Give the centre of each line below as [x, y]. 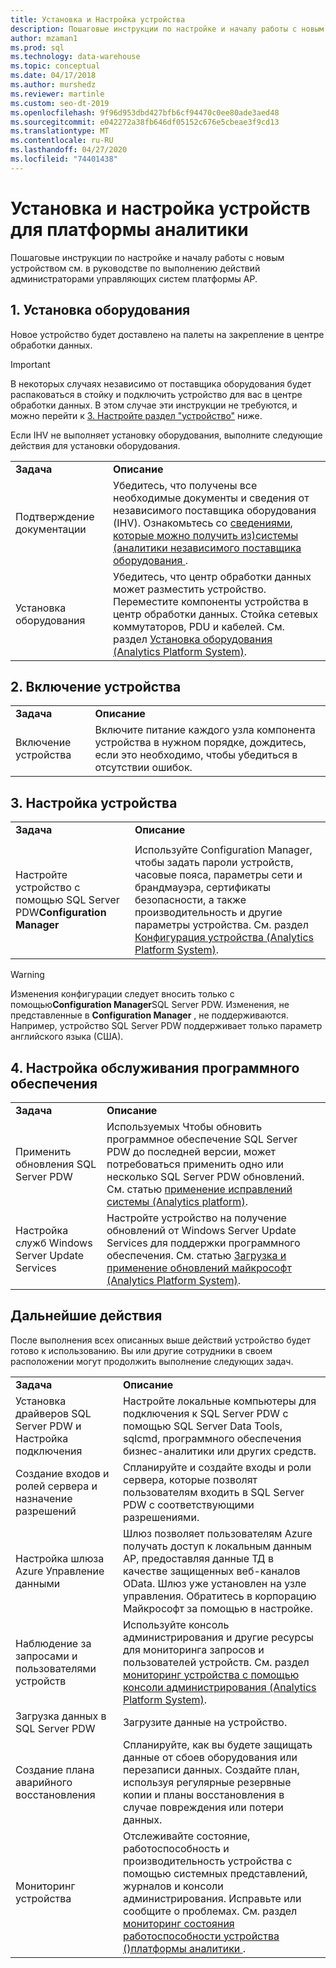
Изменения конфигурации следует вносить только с [122, 994]
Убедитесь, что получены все [185, 485]
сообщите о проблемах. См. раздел [210, 1911]
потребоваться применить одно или [195, 1164]
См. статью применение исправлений [199, 1189]
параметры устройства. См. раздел [221, 925]
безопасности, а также [190, 900]
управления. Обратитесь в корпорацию [219, 1596]
